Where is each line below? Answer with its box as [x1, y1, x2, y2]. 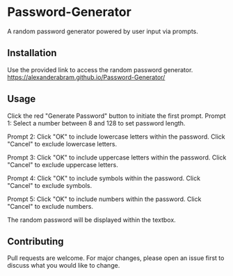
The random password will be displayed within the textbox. [7, 216, 176, 224]
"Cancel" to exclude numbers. [7, 202, 94, 210]
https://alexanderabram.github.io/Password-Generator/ [7, 73, 166, 81]
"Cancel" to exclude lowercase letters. [7, 139, 118, 148]
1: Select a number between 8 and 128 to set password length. [7, 119, 186, 127]
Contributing [7, 235, 64, 247]
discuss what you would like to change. [7, 261, 120, 270]
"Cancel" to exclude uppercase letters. [7, 160, 118, 169]
